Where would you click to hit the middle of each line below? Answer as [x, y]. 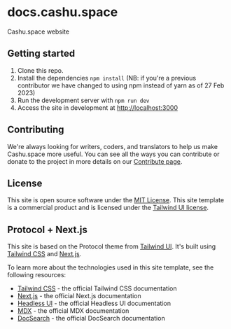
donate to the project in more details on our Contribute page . [95, 161]
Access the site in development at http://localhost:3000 [98, 107]
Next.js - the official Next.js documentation [79, 296]
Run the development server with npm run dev [83, 100]
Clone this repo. [40, 70]
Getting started [41, 54]
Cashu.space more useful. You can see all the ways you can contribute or [113, 154]
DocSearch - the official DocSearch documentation [91, 318]
